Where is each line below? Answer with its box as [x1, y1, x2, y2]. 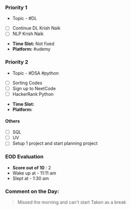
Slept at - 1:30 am [12, 175, 49, 181]
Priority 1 [5, 4, 27, 11]
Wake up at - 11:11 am [12, 170, 56, 176]
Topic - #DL [12, 16, 37, 22]
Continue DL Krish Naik [12, 25, 61, 31]
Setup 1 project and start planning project [12, 140, 98, 146]
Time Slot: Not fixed [12, 41, 54, 47]
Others [5, 118, 20, 124]
